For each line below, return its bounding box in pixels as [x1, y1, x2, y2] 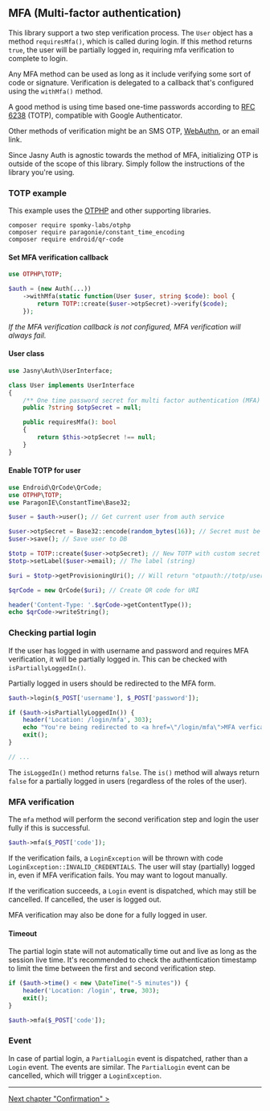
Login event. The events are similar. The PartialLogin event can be [8, 1062, 231, 1072]
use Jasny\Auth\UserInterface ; [8, 367, 113, 375]
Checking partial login [8, 628, 96, 639]
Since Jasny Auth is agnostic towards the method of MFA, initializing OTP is [8, 150, 259, 160]
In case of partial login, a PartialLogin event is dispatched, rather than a [8, 1053, 248, 1063]
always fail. [8, 330, 47, 340]
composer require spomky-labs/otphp [8, 222, 131, 230]
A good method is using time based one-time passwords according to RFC [8, 102, 256, 111]
